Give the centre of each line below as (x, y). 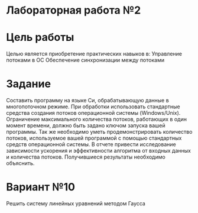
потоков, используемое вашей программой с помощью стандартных (94, 138)
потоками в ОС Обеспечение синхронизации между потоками (85, 60)
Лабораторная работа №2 (74, 10)
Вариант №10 (41, 187)
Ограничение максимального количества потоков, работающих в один (97, 120)
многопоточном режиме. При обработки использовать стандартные (93, 106)
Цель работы (40, 38)
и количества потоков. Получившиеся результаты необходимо (86, 157)
